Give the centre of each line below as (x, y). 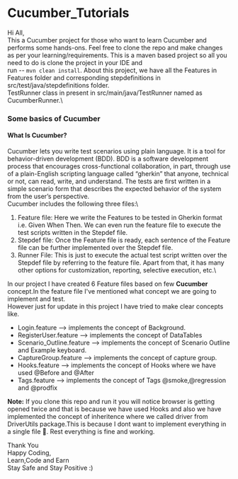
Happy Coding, (29, 453)
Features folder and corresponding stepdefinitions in (84, 77)
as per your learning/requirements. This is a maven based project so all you (118, 55)
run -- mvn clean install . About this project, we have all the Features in (112, 70)
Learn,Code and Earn (38, 461)
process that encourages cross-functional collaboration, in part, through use (119, 166)
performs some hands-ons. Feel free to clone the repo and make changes (115, 47)
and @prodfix (38, 388)
